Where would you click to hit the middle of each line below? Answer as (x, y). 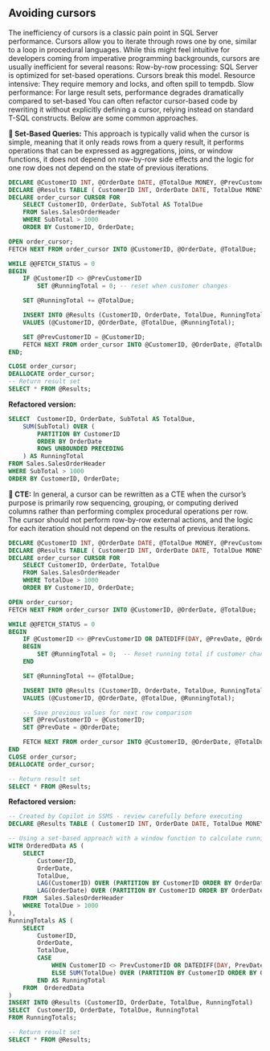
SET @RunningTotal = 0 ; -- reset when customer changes (133, 286)
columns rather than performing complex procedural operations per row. (128, 511)
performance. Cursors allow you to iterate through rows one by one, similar (133, 41)
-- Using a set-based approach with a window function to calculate (125, 839)
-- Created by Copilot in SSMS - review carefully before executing (125, 816)
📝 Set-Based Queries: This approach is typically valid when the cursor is (129, 133)
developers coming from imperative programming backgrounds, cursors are (134, 58)
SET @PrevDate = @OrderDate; (72, 728)
